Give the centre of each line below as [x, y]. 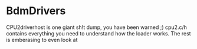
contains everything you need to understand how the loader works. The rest [98, 33]
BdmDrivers [36, 11]
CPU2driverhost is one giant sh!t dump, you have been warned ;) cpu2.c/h [96, 27]
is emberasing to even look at [42, 40]
